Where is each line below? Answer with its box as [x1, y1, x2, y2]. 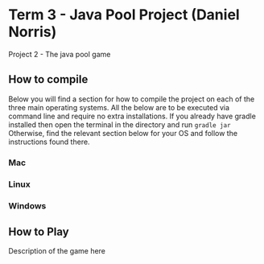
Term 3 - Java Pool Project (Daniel [8, 6, 240, 24]
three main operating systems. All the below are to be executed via [8, 102, 230, 112]
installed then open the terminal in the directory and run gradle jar [8, 119, 231, 130]
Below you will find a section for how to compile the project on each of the [8, 94, 255, 104]
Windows [8, 200, 47, 211]
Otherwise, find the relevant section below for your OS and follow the [8, 128, 238, 138]
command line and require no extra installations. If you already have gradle [8, 111, 256, 121]
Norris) [8, 23, 57, 41]
